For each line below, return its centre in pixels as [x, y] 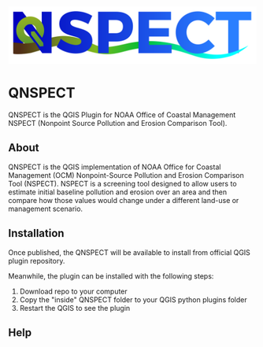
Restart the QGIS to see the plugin [75, 308]
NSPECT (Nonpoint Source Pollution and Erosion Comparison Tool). [118, 124]
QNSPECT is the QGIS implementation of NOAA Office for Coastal [115, 167]
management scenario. [46, 209]
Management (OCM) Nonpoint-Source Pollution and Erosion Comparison [126, 175]
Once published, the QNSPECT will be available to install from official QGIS [129, 252]
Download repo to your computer [73, 291]
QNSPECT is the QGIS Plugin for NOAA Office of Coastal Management [122, 115]
